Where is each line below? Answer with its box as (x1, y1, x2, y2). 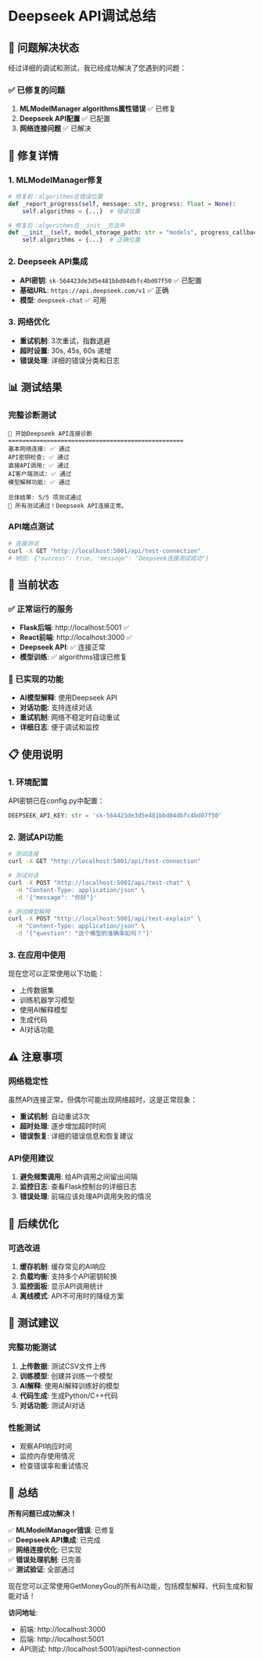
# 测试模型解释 (8, 908, 51, 916)
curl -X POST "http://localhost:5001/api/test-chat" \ (8, 879, 191, 887)
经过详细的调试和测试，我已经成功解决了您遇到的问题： (8, 64, 186, 72)
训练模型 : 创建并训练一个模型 (19, 1371, 113, 1381)
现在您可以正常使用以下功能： (8, 969, 104, 979)
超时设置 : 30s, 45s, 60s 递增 (19, 346, 112, 355)
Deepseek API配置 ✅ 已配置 (19, 114, 111, 123)
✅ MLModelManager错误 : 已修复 (8, 1525, 116, 1535)
